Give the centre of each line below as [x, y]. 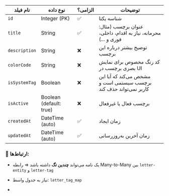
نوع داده [57, 10]
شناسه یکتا [110, 18]
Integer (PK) [56, 18]
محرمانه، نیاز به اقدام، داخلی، [130, 33]
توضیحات [130, 10]
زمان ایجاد [110, 121]
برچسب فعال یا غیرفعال [124, 104]
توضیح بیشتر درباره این [123, 47]
